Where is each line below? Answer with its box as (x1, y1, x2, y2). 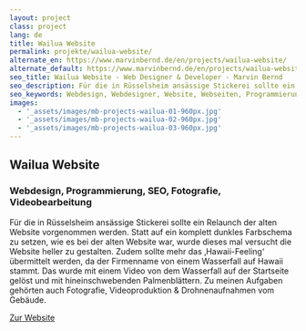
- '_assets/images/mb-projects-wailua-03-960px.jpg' (17, 124, 222, 133)
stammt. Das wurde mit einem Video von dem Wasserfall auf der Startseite (9, 265, 290, 276)
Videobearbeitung (9, 196, 93, 209)
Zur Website (9, 312, 56, 323)
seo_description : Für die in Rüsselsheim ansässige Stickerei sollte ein (9, 81, 296, 90)
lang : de (9, 30, 43, 39)
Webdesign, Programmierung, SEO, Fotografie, (9, 184, 221, 197)
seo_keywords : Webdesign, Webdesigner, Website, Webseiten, (9, 89, 243, 98)
